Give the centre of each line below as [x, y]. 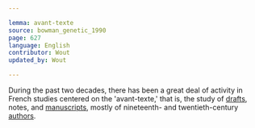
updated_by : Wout [38, 60]
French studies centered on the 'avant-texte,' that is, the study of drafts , [128, 99]
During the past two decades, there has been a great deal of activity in [126, 90]
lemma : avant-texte [41, 23]
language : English [39, 45]
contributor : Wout [39, 53]
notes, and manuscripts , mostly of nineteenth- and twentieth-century [123, 107]
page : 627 [25, 38]
